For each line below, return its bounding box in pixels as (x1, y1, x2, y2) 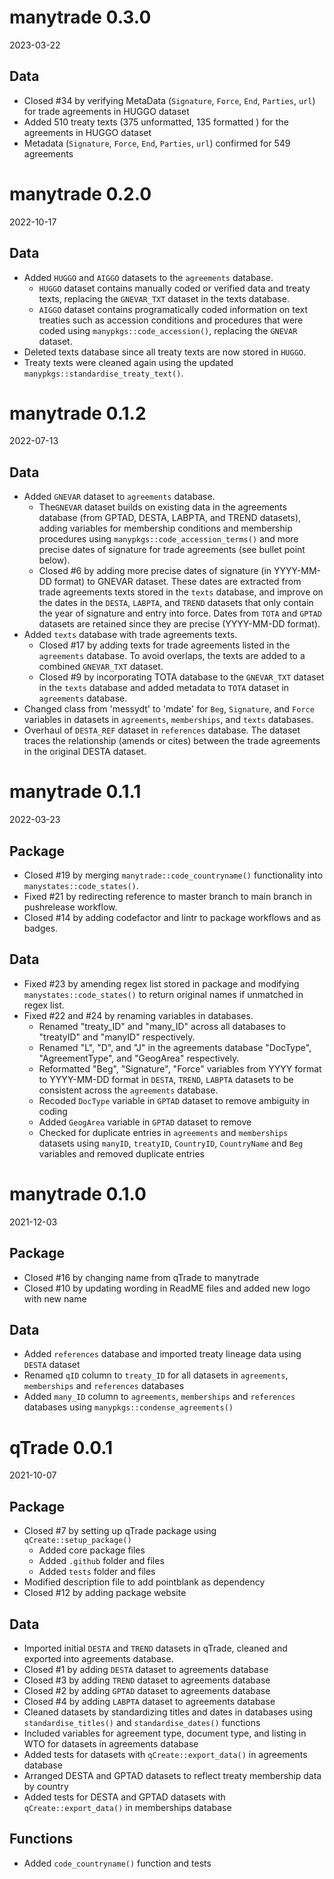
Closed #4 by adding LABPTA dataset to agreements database (23, 1695, 276, 1707)
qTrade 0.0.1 (9, 1436, 114, 1459)
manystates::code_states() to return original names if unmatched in (23, 988, 304, 1000)
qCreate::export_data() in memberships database (23, 1801, 232, 1813)
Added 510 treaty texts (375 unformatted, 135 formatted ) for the (23, 116, 289, 128)
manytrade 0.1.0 (9, 1183, 147, 1205)
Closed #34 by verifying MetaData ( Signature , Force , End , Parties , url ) (23, 94, 316, 106)
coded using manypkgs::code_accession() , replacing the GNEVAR (38, 324, 298, 336)
